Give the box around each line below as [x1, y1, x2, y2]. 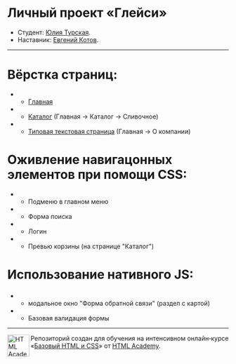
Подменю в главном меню [27, 197, 109, 205]
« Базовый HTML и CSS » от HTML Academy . [30, 342, 161, 350]
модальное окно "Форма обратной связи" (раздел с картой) [27, 299, 211, 307]
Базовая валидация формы [27, 314, 110, 322]
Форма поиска [27, 212, 72, 220]
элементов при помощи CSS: [7, 167, 188, 183]
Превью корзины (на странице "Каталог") [27, 242, 155, 250]
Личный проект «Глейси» [7, 5, 167, 21]
